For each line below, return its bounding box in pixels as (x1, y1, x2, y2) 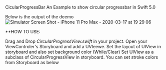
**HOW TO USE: (5, 29, 41, 34)
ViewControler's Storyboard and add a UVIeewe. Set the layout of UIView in (5, 44, 161, 49)
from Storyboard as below (5, 60, 59, 65)
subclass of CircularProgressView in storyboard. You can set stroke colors (5, 54, 158, 60)
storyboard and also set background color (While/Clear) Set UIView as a (5, 49, 154, 55)
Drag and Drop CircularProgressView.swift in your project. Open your (5, 38, 147, 44)
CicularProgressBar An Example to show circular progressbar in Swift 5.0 (5, 4, 156, 10)
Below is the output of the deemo (5, 14, 74, 19)
